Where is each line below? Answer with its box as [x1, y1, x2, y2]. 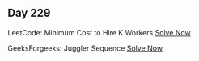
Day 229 [7, 6, 51, 20]
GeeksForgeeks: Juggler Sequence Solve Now [7, 43, 163, 53]
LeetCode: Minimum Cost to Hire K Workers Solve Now [7, 27, 191, 37]
